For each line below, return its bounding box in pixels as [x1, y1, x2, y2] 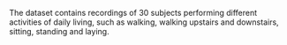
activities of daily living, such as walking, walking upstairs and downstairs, [9, 17, 280, 27]
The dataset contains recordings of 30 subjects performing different [9, 8, 258, 18]
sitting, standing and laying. [9, 26, 110, 36]
